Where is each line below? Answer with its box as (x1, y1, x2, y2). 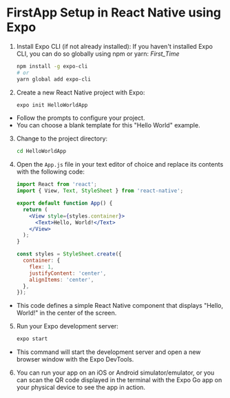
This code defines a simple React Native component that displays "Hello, (16, 302, 223, 310)
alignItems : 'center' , (29, 276, 94, 283)
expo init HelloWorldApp (16, 101, 88, 108)
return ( (23, 206, 48, 213)
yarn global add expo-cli (16, 76, 91, 83)
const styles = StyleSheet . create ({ (16, 251, 122, 258)
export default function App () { (16, 200, 113, 207)
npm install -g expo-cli (16, 63, 88, 70)
